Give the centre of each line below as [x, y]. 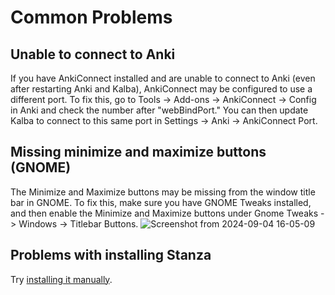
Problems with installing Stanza [111, 255]
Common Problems [91, 17]
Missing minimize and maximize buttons [138, 152]
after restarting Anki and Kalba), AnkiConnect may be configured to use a [161, 89]
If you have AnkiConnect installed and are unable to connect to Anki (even [163, 78]
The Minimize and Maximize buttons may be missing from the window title [163, 192]
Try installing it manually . [61, 279]
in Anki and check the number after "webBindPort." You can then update [159, 110]
